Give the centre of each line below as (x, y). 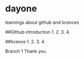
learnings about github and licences (42, 22)
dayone (21, 9)
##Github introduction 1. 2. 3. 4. (38, 32)
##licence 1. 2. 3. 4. (25, 41)
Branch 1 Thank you (25, 51)
